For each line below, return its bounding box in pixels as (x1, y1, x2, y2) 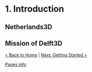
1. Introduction (5, 3, 64, 15)
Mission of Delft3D (5, 39, 62, 47)
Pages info (5, 62, 27, 68)
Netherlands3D (5, 23, 52, 31)
